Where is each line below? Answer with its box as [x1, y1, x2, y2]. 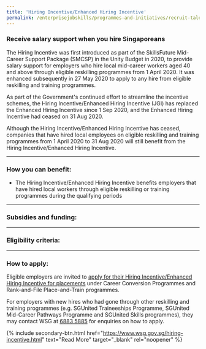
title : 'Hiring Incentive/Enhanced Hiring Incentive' [6, 9, 147, 15]
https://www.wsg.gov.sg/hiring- [102, 329, 184, 337]
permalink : [6, 15, 34, 21]
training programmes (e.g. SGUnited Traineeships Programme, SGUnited [6, 304, 190, 312]
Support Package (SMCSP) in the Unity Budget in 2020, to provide [25, 55, 193, 62]
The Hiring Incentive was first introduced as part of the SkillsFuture [6, 48, 176, 56]
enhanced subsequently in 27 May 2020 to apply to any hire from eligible [6, 75, 191, 82]
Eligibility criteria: [6, 236, 60, 245]
